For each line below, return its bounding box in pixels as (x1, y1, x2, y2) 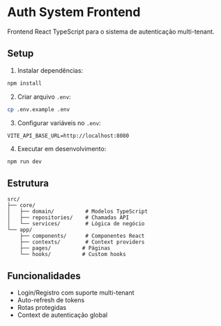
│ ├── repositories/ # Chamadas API (7, 214, 130, 221)
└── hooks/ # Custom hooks (20, 251, 127, 258)
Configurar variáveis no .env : (17, 118, 101, 127)
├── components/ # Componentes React (20, 232, 145, 240)
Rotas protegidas (17, 304, 67, 311)
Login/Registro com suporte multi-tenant (17, 288, 135, 297)
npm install (7, 80, 42, 87)
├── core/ (7, 202, 36, 209)
